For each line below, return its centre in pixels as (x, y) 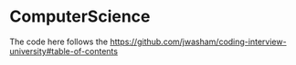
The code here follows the (58, 42)
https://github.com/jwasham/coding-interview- (198, 42)
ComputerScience (80, 17)
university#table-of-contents (64, 51)
